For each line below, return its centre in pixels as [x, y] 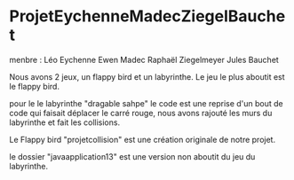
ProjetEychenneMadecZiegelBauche [147, 16]
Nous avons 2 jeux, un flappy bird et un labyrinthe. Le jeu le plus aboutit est [147, 76]
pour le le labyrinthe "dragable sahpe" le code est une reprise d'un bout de [147, 103]
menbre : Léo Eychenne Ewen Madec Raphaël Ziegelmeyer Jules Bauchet [144, 59]
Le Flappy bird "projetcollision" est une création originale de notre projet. [143, 139]
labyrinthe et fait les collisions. [65, 122]
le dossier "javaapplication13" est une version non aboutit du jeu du [132, 156]
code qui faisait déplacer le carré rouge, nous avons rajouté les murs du [141, 113]
